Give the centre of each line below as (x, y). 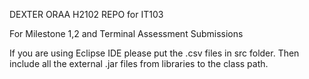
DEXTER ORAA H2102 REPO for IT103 (86, 14)
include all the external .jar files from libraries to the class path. (139, 63)
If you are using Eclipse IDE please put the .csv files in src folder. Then (154, 53)
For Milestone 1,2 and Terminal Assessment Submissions (126, 33)
